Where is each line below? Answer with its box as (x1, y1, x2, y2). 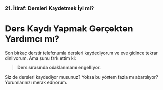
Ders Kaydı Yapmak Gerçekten (5, 23, 133, 34)
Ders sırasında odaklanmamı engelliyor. (17, 64, 101, 70)
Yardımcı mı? (5, 33, 59, 45)
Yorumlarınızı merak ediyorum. (5, 79, 68, 85)
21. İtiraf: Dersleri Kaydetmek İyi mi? (5, 5, 94, 12)
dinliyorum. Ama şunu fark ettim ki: (5, 55, 76, 61)
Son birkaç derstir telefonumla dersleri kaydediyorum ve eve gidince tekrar (5, 50, 158, 56)
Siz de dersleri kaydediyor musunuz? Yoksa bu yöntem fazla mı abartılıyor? (5, 74, 158, 80)
